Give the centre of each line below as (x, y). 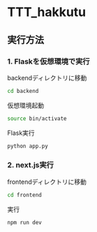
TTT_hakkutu (47, 12)
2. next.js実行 (31, 165)
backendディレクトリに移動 (47, 78)
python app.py (28, 146)
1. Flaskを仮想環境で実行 (48, 61)
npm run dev (24, 222)
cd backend (23, 91)
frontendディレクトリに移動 (47, 182)
